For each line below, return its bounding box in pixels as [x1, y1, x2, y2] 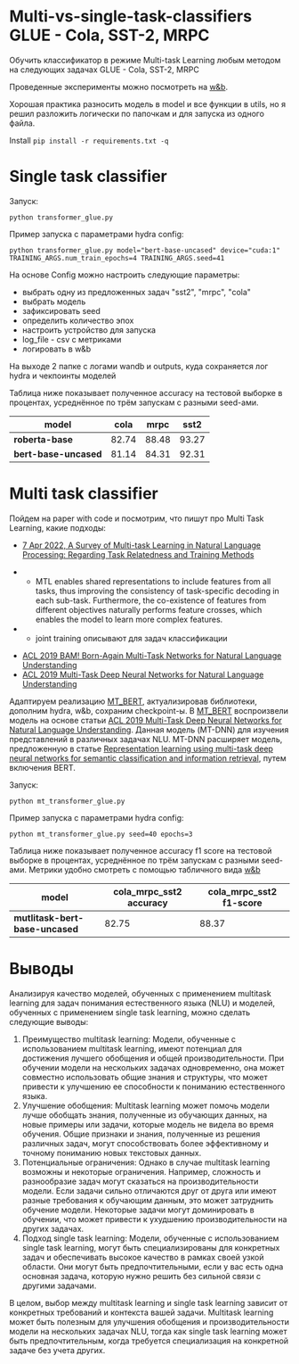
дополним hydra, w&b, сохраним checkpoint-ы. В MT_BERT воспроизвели [9, 705, 289, 715]
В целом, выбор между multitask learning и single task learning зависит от [9, 1297, 288, 1308]
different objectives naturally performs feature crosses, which [35, 604, 263, 615]
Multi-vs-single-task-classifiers [9, 6, 252, 27]
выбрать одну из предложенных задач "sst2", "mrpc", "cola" [21, 286, 252, 297]
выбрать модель [21, 296, 86, 307]
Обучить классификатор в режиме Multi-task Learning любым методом [9, 54, 281, 65]
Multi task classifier [9, 484, 158, 504]
